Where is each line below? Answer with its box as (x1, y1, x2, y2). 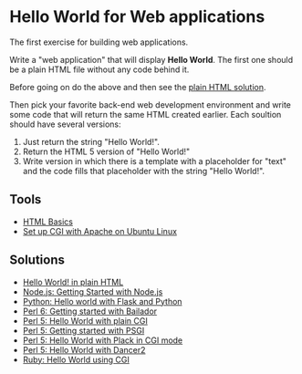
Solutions (9, 253, 66, 268)
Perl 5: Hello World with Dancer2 (22, 344, 146, 355)
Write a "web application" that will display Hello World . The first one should (9, 54, 294, 65)
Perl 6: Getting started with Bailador (22, 306, 158, 317)
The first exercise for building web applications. (9, 36, 189, 47)
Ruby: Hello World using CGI (22, 354, 130, 365)
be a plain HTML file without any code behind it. (9, 64, 190, 75)
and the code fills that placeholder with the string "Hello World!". (22, 165, 266, 176)
